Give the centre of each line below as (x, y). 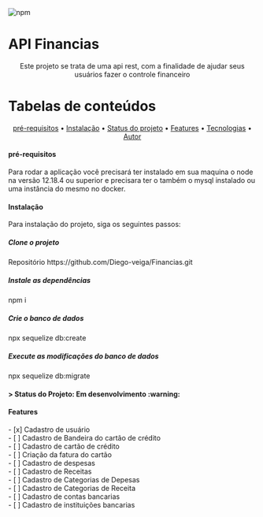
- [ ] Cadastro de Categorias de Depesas (74, 479)
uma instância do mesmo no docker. (67, 189)
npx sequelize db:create (47, 338)
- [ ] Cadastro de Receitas (50, 471)
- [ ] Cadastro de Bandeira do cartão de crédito (85, 437)
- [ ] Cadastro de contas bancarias (64, 497)
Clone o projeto (34, 242)
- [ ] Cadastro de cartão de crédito (64, 446)
